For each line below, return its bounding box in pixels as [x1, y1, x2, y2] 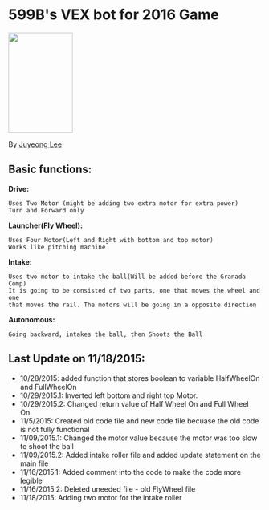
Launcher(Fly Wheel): [8, 221, 83, 230]
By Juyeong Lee [8, 139, 63, 149]
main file [19, 459, 49, 468]
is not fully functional [19, 424, 90, 434]
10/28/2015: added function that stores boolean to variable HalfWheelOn [19, 373, 260, 382]
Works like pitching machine [8, 243, 106, 251]
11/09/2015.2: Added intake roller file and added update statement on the [19, 450, 261, 459]
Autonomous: [8, 314, 55, 324]
